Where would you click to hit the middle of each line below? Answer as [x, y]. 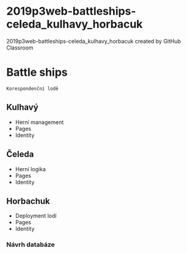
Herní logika [30, 169]
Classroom [20, 48]
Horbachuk [28, 201]
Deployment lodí [36, 216]
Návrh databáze [31, 244]
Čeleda [20, 154]
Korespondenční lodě [33, 89]
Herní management [39, 122]
